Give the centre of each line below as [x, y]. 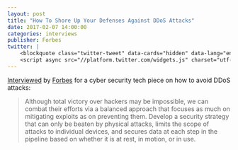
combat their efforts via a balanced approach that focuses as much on [127, 109]
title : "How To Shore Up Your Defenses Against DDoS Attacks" [101, 21]
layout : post [27, 14]
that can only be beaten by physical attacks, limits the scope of [117, 124]
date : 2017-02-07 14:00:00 [47, 27]
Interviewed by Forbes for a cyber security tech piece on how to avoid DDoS [119, 80]
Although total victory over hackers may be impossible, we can [117, 101]
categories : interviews [42, 34]
